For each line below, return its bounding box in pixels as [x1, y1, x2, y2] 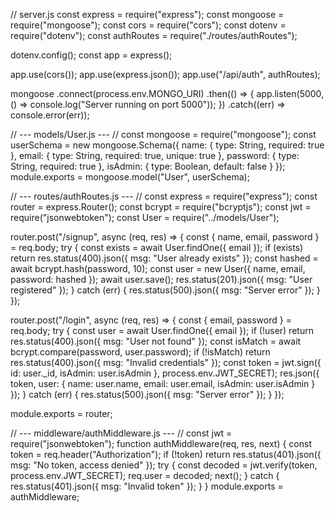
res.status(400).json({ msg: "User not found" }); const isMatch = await [10, 335, 302, 347]
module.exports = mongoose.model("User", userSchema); [10, 171, 250, 183]
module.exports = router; [10, 408, 113, 419]
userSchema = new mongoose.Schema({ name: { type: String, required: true [10, 139, 325, 151]
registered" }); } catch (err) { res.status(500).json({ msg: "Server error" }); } [10, 284, 321, 296]
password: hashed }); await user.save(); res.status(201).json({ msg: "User [10, 274, 313, 285]
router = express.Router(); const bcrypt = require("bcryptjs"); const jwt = [10, 201, 312, 213]
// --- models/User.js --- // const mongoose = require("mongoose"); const [10, 129, 317, 140]
